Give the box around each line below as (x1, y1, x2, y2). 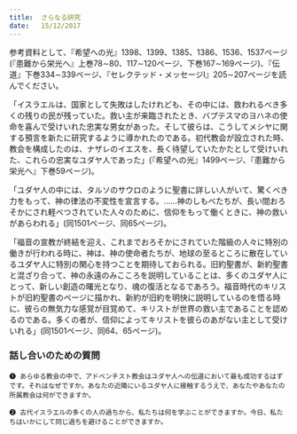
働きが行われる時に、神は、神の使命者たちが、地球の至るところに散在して (9, 248, 281, 258)
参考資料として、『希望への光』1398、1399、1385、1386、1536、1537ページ (9, 46, 288, 58)
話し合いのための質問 (9, 350, 100, 362)
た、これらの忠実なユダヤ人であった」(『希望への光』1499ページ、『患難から (9, 154, 286, 165)
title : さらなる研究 (9, 12, 82, 22)
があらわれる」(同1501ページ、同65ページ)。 (9, 217, 172, 228)
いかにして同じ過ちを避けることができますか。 (21, 417, 168, 426)
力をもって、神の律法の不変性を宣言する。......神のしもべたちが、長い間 (9, 195, 270, 206)
